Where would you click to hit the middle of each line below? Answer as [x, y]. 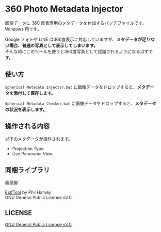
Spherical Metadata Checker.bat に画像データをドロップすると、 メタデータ [81, 103]
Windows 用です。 [23, 29]
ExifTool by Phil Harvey [28, 192]
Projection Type [28, 149]
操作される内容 [27, 126]
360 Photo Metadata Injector [64, 9]
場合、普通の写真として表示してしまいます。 [53, 45]
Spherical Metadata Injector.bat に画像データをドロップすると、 [71, 87]
